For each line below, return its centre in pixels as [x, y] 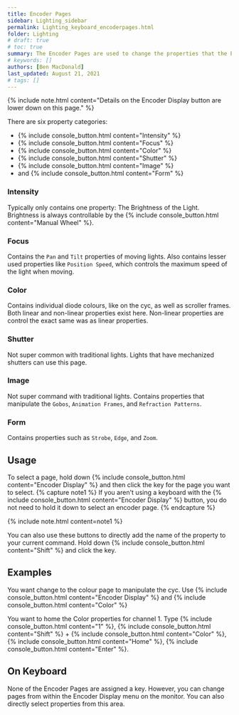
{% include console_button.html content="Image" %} [96, 166]
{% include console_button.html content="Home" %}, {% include [103, 641]
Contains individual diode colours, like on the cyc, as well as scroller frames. [119, 306]
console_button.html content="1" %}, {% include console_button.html [109, 626]
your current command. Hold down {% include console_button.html [106, 543]
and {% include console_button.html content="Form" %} [100, 173]
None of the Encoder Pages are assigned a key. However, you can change [116, 689]
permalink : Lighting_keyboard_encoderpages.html [81, 27]
